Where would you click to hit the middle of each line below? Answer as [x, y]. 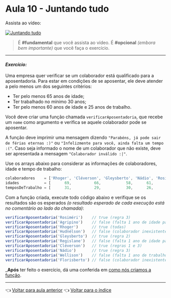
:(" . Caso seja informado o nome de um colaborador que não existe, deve [83, 148]
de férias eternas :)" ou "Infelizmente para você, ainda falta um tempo [84, 143]
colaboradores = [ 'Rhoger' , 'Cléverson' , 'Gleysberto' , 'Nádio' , [79, 178]
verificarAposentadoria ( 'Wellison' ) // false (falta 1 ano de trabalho [86, 255]
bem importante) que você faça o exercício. [64, 48]
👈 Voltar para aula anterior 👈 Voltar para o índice [59, 290]
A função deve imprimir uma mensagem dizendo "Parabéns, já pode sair [83, 138]
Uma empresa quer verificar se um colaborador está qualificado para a [80, 76]
